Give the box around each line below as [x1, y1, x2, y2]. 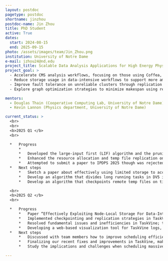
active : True [5, 31, 32, 36]
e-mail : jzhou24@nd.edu [5, 59, 55, 64]
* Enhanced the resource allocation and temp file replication [18, 156, 157, 161]
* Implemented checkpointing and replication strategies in [18, 216, 151, 221]
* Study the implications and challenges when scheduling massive [18, 244, 164, 249]
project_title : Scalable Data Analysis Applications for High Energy [5, 63, 153, 68]
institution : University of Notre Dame [5, 54, 88, 59]
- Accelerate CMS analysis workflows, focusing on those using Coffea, [9, 73, 162, 78]
